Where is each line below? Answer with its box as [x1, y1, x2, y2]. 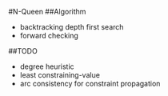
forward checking [19, 31, 78, 40]
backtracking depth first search [19, 22, 124, 31]
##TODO [8, 46, 38, 55]
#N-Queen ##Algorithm [8, 7, 86, 16]
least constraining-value [19, 70, 100, 79]
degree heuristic [19, 62, 74, 71]
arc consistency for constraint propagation [19, 79, 161, 88]
